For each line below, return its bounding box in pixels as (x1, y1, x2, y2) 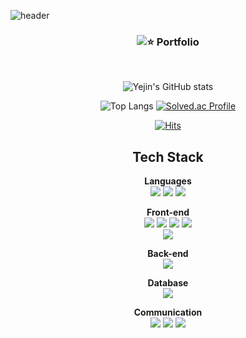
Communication (133, 306, 203, 319)
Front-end (146, 206, 190, 219)
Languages (144, 175, 192, 187)
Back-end (147, 248, 189, 260)
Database (147, 277, 189, 289)
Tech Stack (132, 148, 204, 165)
